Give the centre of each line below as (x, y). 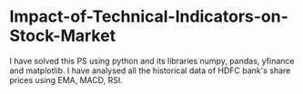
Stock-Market (63, 36)
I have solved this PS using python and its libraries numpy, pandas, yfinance (152, 61)
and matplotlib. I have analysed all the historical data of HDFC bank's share (150, 70)
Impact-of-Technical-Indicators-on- (149, 17)
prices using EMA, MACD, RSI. (66, 80)
